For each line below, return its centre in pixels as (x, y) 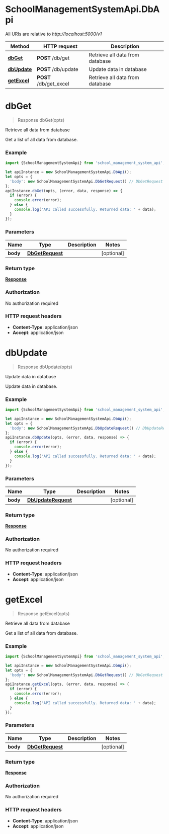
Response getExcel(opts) (44, 613)
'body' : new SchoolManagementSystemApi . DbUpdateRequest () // (75, 428)
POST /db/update (58, 69)
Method (20, 46)
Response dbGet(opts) (41, 120)
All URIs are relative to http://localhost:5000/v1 (54, 34)
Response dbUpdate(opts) (45, 367)
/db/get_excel (53, 84)
